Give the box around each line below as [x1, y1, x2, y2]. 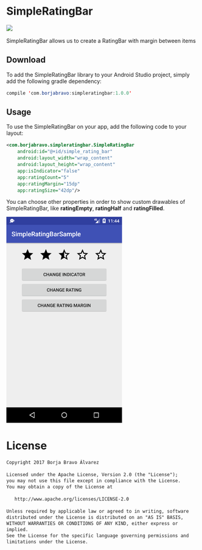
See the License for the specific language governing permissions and [6, 533, 189, 539]
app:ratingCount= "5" [17, 174, 69, 181]
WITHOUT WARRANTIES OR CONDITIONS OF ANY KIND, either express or [6, 521, 178, 527]
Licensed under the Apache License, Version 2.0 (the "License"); [6, 472, 178, 478]
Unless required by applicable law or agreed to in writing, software [6, 508, 189, 515]
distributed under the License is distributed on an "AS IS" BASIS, [6, 515, 184, 521]
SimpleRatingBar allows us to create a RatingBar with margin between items [6, 37, 196, 44]
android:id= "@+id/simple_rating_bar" [17, 148, 113, 155]
